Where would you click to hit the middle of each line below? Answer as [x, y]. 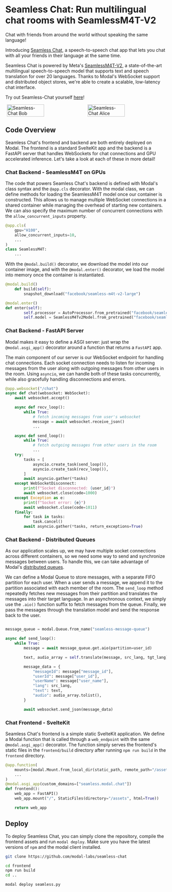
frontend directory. [25, 755]
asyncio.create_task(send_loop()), [71, 464]
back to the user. [23, 616]
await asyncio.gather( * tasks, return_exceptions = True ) [83, 527]
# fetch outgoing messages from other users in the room [95, 445]
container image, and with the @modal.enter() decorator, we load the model [85, 270]
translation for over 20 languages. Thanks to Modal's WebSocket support [83, 76]
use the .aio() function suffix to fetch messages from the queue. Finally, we [86, 604]
